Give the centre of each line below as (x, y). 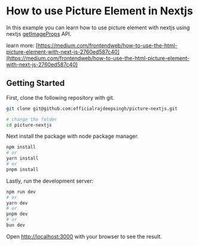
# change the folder (32, 119)
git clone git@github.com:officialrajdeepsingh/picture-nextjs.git (92, 109)
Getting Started (36, 83)
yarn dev (17, 203)
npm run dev (21, 192)
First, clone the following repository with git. (60, 97)
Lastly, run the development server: (50, 181)
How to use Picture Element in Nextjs (99, 11)
